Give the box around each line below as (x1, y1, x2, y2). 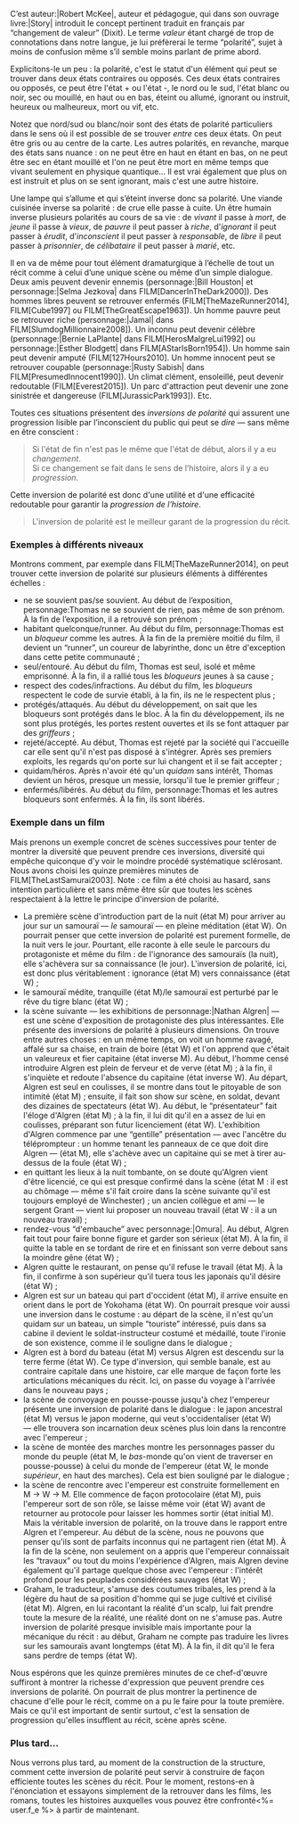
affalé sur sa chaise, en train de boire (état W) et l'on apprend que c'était (22, 1044, 290, 1054)
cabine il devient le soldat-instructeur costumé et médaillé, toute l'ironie (22, 1327, 287, 1338)
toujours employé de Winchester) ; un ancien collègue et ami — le (22, 1195, 265, 1206)
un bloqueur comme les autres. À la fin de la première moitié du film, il (22, 633, 280, 644)
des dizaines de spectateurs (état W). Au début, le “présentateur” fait (22, 1100, 278, 1110)
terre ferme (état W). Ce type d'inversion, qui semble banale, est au (22, 1356, 271, 1366)
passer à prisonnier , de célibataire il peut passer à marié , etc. (10, 241, 236, 251)
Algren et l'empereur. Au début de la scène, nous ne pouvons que (22, 1526, 265, 1538)
